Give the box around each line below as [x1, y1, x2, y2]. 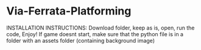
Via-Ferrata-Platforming [6, 4, 132, 18]
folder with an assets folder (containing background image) [6, 37, 155, 44]
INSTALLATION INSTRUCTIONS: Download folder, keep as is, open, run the [6, 24, 195, 31]
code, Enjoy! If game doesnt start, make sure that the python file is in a [6, 30, 184, 37]
